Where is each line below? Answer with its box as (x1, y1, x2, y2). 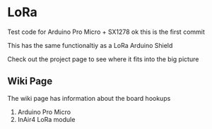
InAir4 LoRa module (17, 115, 76, 123)
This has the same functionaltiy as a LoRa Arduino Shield (7, 41, 173, 49)
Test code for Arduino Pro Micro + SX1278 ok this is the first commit (7, 27, 205, 36)
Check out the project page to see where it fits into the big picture (7, 54, 199, 63)
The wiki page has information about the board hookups (7, 94, 171, 102)
